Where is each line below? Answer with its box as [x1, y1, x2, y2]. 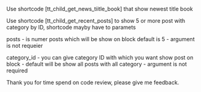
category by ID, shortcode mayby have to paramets [6, 24, 136, 31]
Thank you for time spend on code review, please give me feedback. [6, 79, 180, 86]
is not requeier [6, 42, 43, 49]
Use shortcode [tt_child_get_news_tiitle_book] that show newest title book [6, 6, 193, 12]
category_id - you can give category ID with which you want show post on [6, 54, 194, 61]
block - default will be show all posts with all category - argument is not [6, 61, 187, 67]
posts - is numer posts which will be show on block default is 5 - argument [6, 36, 195, 42]
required [6, 67, 28, 74]
